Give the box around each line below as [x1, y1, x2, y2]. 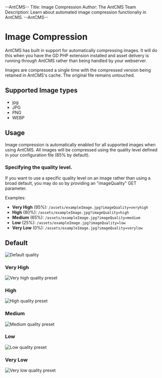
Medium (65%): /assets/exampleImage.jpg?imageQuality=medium [12, 214, 141, 220]
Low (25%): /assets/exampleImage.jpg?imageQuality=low [12, 219, 126, 225]
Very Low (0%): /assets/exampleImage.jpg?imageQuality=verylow [12, 225, 143, 230]
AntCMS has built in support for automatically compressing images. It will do [5, 47, 158, 53]
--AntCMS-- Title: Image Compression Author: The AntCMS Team [5, 4, 136, 10]
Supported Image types [5, 86, 78, 95]
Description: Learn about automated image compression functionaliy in [5, 9, 147, 15]
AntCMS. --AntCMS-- [5, 15, 48, 20]
